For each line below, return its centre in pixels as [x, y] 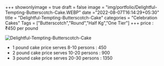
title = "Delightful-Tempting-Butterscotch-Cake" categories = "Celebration [81, 18]
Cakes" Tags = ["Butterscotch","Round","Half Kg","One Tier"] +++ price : [80, 23]
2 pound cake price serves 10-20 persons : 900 [61, 53]
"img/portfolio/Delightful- [131, 7]
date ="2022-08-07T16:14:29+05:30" [121, 12]
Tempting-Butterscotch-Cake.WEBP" [43, 12]
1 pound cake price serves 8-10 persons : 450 [59, 47]
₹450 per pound [22, 28]
